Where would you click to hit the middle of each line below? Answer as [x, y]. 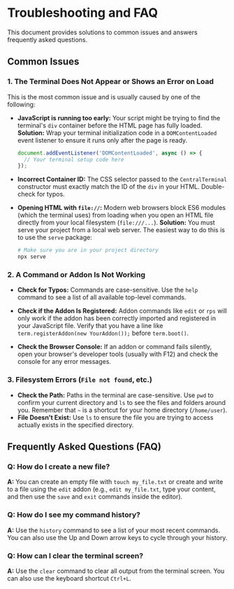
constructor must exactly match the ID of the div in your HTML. [109, 187]
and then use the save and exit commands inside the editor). [95, 497]
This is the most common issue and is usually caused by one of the [104, 97]
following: [21, 104]
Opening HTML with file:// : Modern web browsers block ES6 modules [122, 208]
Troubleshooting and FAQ [83, 13]
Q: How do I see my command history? [74, 515]
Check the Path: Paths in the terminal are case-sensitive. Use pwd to [116, 395]
